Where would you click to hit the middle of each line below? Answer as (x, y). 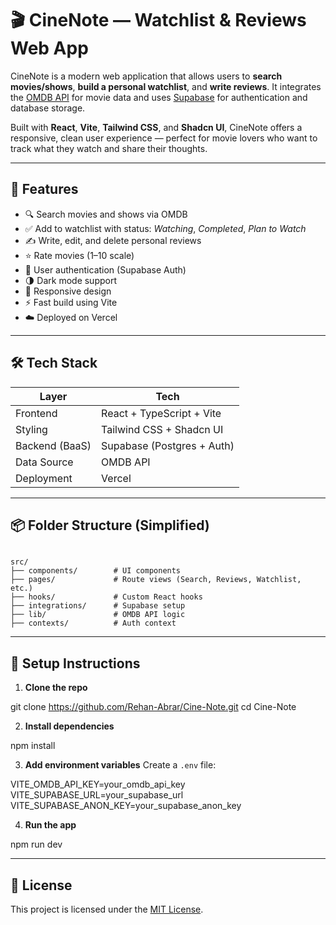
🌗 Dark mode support (71, 280)
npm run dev (36, 844)
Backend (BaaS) (53, 445)
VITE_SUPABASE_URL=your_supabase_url (97, 795)
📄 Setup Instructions (75, 663)
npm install (33, 746)
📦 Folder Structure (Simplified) (110, 525)
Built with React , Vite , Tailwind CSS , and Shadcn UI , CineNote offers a (156, 127)
